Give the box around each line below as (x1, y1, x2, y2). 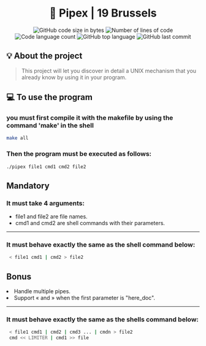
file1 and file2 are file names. (15, 213, 88, 220)
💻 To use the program (6, 92, 93, 102)
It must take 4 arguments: (6, 199, 85, 207)
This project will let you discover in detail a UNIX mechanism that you (21, 67, 197, 74)
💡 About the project (6, 51, 83, 61)
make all (6, 135, 29, 141)
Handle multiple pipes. (14, 288, 71, 295)
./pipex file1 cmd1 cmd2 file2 (6, 163, 86, 170)
